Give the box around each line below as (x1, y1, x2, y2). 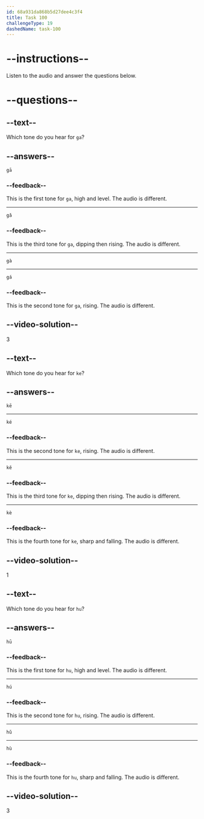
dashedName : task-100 (6, 25, 61, 32)
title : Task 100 (6, 15, 47, 21)
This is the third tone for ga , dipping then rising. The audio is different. (6, 240, 181, 248)
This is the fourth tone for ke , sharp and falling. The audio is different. (6, 538, 180, 545)
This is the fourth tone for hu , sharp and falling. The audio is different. (6, 773, 180, 781)
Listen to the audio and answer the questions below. (6, 72, 137, 80)
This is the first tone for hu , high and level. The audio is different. (6, 666, 168, 674)
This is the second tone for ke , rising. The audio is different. (6, 447, 155, 454)
